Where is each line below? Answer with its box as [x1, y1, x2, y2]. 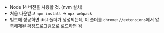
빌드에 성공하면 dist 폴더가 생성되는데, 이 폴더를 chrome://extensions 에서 [9, 17, 154, 22]
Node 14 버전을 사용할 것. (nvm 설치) [9, 4, 83, 10]
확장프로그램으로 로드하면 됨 [27, 23, 82, 29]
